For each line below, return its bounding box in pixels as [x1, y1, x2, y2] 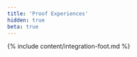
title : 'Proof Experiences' [7, 10, 89, 17]
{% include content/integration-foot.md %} [7, 42, 131, 51]
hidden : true [7, 17, 45, 24]
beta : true [7, 23, 39, 30]
